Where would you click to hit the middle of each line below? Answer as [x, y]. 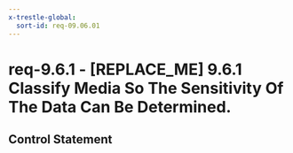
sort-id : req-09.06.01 [58, 26]
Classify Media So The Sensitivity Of [146, 88]
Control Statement [60, 139]
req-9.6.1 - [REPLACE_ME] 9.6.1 [125, 69]
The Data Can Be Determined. [120, 107]
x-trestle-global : [42, 17]
